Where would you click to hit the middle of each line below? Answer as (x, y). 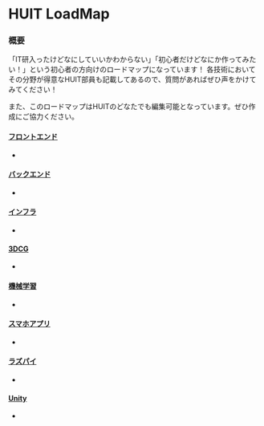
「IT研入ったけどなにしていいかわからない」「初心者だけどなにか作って (126, 59)
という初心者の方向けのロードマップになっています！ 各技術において (142, 70)
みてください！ (33, 90)
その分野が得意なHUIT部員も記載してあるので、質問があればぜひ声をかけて (132, 79)
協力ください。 (54, 116)
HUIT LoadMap (59, 14)
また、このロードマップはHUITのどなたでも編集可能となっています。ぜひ (128, 107)
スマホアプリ (29, 324)
